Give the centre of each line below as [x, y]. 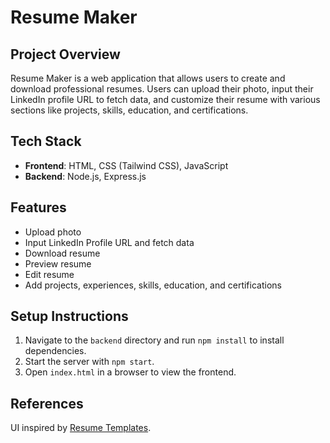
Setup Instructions [69, 316]
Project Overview [65, 54]
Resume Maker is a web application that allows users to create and [148, 78]
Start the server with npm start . [89, 362]
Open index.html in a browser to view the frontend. [130, 372]
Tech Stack [46, 141]
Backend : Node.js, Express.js [85, 176]
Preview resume [58, 263]
